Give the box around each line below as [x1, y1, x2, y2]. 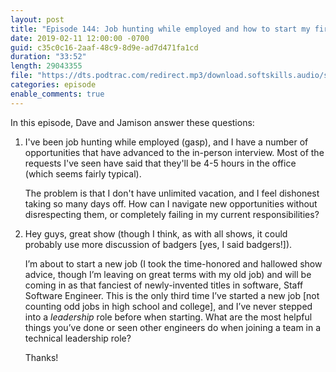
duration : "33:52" [10, 52, 87, 62]
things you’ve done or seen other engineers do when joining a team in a [24, 321, 322, 333]
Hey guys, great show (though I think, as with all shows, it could [24, 227, 288, 240]
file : [10, 71, 33, 81]
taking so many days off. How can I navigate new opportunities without [24, 197, 318, 210]
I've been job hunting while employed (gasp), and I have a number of [24, 136, 309, 148]
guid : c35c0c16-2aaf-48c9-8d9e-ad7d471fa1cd [10, 42, 199, 53]
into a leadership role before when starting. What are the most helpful [24, 311, 313, 323]
